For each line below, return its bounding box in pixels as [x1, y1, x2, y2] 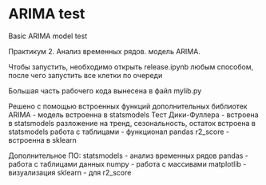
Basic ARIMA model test [8, 31, 88, 41]
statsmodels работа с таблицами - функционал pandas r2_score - [8, 127, 230, 136]
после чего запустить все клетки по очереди [8, 70, 163, 80]
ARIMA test [8, 5, 85, 23]
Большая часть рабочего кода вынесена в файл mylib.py [8, 85, 202, 96]
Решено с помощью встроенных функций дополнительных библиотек [8, 101, 248, 111]
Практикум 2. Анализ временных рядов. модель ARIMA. [8, 46, 201, 56]
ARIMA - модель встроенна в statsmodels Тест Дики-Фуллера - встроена [8, 109, 259, 120]
